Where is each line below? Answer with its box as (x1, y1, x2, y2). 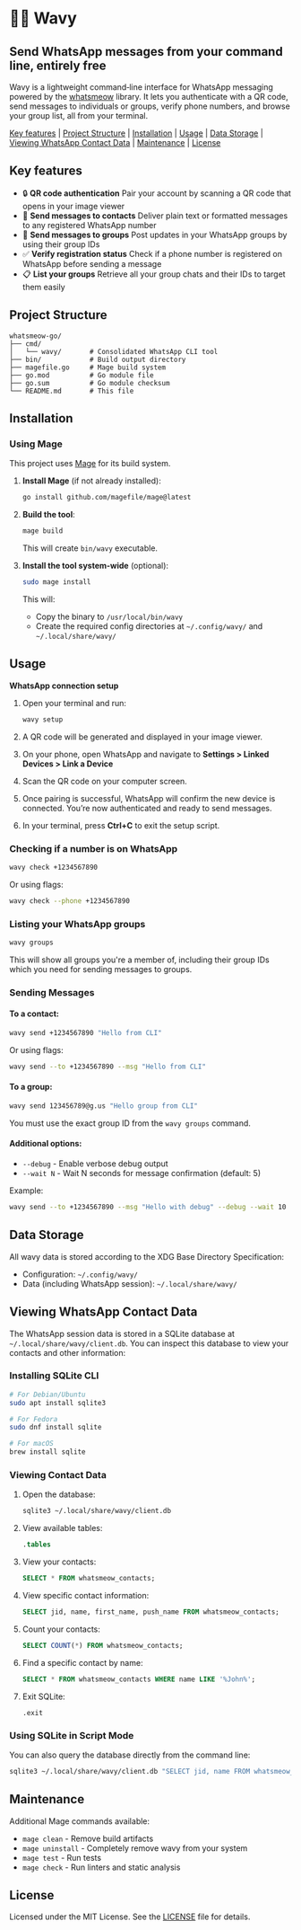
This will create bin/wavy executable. (21, 543, 159, 553)
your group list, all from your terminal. (9, 111, 149, 120)
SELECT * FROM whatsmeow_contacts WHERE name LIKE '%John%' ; (21, 1675, 256, 1684)
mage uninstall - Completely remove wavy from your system (21, 1842, 248, 1854)
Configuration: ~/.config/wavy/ (21, 1269, 139, 1279)
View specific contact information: (21, 1589, 150, 1600)
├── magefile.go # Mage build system (9, 363, 167, 372)
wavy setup (21, 714, 64, 724)
